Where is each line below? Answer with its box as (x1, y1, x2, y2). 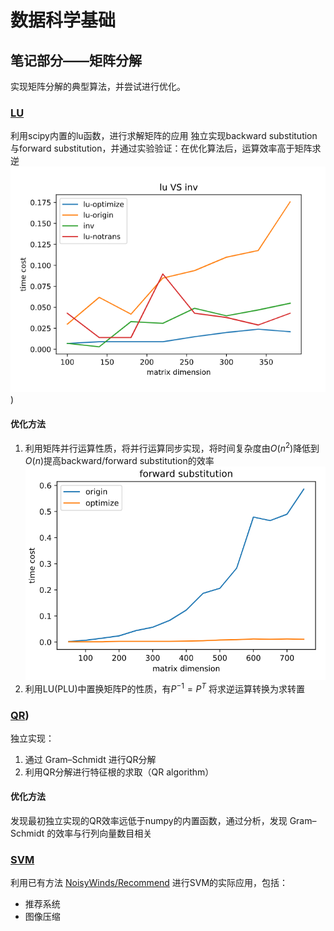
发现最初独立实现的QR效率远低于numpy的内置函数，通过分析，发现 (10, 815, 288, 827)
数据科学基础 (10, 9, 117, 32)
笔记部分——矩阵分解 (10, 52, 142, 69)
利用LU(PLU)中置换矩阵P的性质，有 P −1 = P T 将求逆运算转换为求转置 (24, 681, 306, 695)
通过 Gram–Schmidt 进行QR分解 (24, 753, 157, 765)
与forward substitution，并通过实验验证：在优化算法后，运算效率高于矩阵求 (10, 142, 322, 155)
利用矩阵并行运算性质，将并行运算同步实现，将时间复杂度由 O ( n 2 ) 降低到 (24, 441, 320, 454)
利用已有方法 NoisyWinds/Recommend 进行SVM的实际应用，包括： (10, 877, 289, 889)
